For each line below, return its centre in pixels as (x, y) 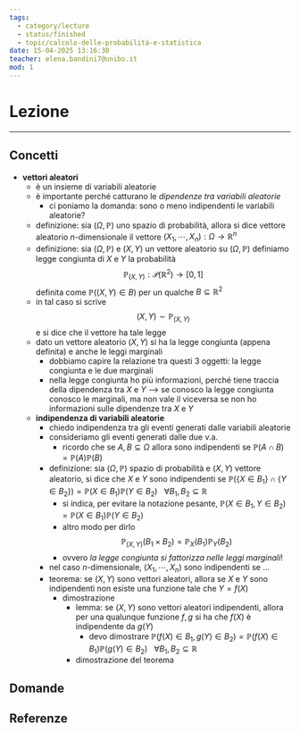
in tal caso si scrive (71, 302)
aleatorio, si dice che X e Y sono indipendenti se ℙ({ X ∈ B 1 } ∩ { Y (168, 480)
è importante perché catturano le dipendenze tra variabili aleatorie (158, 196)
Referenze (39, 719)
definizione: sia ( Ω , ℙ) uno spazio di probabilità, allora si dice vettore (160, 225)
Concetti (34, 156)
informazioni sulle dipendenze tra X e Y (121, 408)
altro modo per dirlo (99, 527)
